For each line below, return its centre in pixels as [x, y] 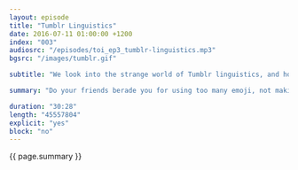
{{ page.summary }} [46, 157]
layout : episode [39, 17]
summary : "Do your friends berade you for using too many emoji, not [141, 90]
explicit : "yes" [39, 123]
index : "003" [33, 42]
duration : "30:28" [43, 106]
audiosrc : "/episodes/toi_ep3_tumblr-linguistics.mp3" [113, 50]
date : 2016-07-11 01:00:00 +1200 [71, 34]
